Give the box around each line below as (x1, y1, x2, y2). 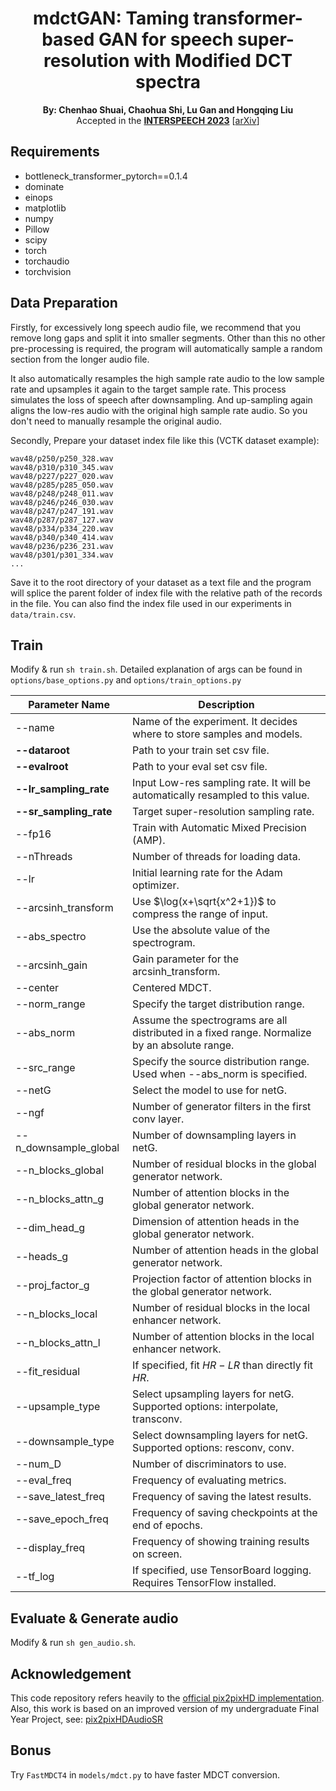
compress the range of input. (132, 907, 269, 921)
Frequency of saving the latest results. (132, 1490, 312, 1504)
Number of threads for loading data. (132, 850, 301, 864)
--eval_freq (15, 1473, 72, 1487)
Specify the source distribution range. (132, 1055, 310, 1069)
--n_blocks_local (15, 1307, 98, 1321)
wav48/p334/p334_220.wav (10, 523, 114, 534)
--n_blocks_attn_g (15, 1192, 104, 1206)
